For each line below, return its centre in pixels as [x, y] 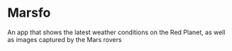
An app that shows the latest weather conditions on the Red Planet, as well [116, 32]
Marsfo [29, 13]
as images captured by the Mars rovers [65, 39]
